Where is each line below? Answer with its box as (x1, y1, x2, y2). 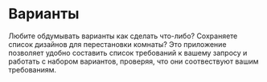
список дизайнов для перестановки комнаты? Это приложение (8, 39, 227, 49)
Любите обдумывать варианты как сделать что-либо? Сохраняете (8, 31, 238, 41)
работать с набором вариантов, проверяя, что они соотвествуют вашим (8, 57, 259, 66)
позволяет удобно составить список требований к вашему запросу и (8, 48, 248, 57)
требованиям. (8, 64, 57, 74)
